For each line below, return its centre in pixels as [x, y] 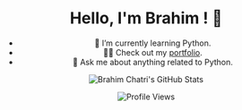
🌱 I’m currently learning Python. [153, 43]
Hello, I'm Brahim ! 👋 [146, 18]
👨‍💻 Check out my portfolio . [153, 52]
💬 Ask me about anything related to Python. [153, 62]
